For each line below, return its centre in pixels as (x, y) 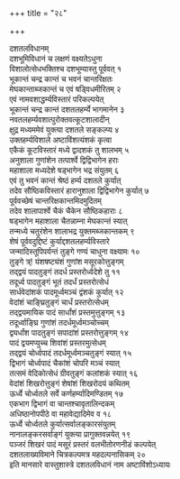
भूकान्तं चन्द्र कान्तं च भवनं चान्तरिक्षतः (61, 79)
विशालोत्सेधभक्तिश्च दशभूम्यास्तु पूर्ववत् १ (66, 69)
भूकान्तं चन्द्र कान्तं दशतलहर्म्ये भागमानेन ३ (67, 109)
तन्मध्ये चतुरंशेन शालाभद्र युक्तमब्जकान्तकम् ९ (72, 231)
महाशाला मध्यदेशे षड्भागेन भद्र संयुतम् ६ (64, 170)
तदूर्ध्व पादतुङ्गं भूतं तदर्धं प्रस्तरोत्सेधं (59, 282)
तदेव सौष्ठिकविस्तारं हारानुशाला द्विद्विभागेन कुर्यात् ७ (80, 190)
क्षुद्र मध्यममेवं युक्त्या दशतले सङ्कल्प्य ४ (64, 129)
